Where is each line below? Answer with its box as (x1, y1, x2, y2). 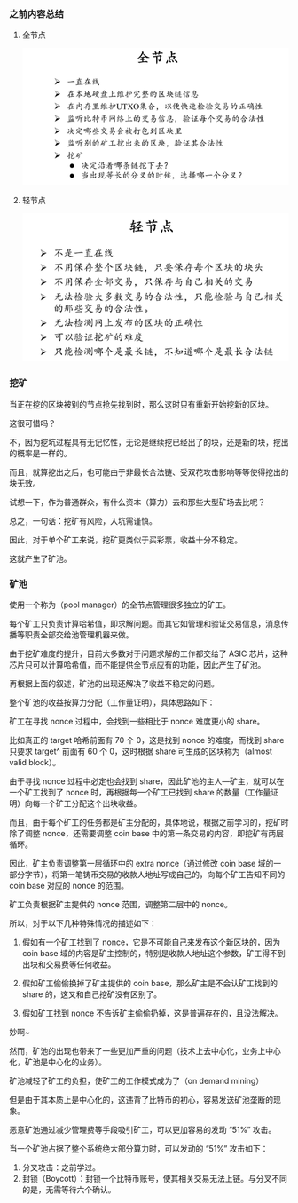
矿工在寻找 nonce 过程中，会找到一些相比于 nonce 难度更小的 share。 (9, 716, 265, 727)
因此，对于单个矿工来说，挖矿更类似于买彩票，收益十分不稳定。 (9, 534, 242, 545)
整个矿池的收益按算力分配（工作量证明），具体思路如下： (9, 697, 216, 708)
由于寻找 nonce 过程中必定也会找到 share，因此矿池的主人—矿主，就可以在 (9, 776, 285, 787)
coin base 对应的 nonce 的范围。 (9, 881, 129, 891)
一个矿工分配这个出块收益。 (39, 798, 142, 809)
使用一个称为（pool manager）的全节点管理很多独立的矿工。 (9, 599, 231, 610)
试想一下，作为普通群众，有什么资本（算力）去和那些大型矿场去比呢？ (9, 496, 266, 507)
